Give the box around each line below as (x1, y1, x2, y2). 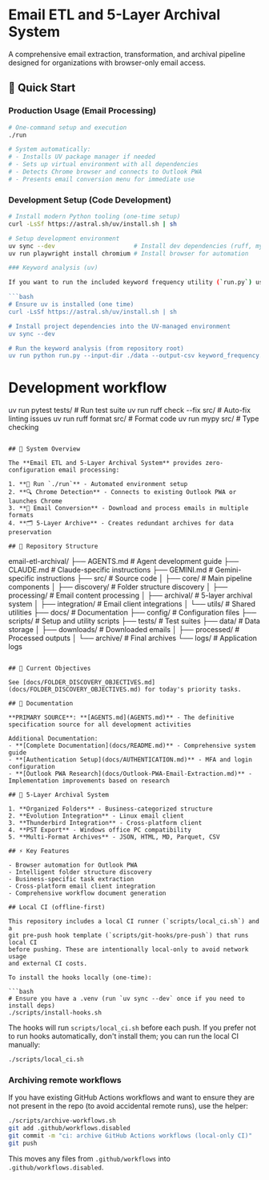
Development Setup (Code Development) (8, 194, 172, 206)
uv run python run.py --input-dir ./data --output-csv (8, 352, 195, 360)
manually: (8, 1040, 41, 1050)
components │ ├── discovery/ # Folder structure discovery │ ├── (8, 582, 228, 592)
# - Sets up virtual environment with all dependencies (8, 161, 199, 169)
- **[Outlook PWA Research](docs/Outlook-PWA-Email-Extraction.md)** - (8, 770, 252, 778)
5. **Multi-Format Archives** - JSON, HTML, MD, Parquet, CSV (8, 833, 220, 841)
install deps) (8, 1002, 56, 1010)
